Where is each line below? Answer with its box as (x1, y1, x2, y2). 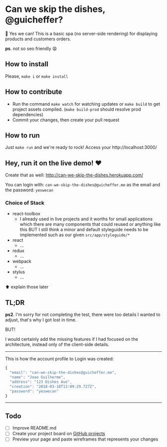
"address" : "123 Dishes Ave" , (9, 379, 72, 384)
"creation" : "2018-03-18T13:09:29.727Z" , (9, 384, 97, 389)
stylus (12, 269, 25, 275)
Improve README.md (12, 425, 57, 431)
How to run (5, 131, 40, 140)
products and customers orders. (5, 36, 71, 42)
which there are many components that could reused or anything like (19, 221, 161, 227)
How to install (5, 60, 49, 68)
